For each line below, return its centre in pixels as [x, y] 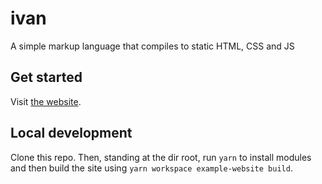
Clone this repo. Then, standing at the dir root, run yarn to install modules [161, 157]
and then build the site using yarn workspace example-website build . [151, 168]
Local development [71, 133]
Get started [46, 77]
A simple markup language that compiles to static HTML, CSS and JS [152, 46]
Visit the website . [46, 101]
